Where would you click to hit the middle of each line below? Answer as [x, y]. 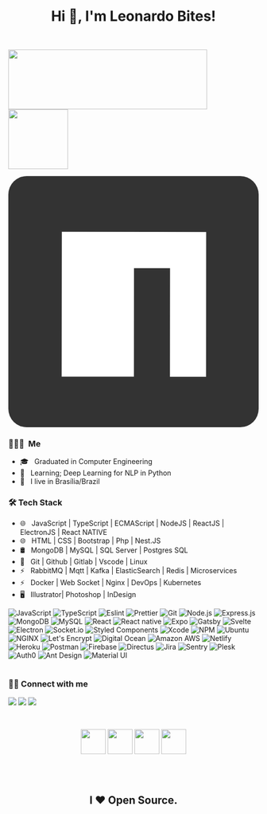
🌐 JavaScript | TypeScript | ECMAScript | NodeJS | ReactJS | [122, 523]
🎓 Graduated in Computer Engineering [86, 462]
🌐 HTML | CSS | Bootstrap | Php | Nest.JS [90, 541]
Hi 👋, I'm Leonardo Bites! [133, 16]
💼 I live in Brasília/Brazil [60, 482]
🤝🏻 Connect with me [48, 684]
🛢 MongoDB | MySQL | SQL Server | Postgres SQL [104, 550]
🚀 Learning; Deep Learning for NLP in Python [95, 473]
